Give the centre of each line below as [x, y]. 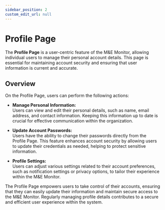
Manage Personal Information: [44, 105]
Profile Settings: [29, 161]
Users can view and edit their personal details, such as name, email [81, 110]
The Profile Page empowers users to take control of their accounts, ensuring [83, 186]
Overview [20, 84]
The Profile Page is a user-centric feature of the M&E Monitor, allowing [77, 52]
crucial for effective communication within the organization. [73, 121]
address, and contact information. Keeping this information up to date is [85, 116]
